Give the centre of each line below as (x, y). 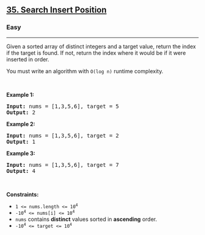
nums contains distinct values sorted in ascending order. (86, 219)
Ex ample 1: (20, 94)
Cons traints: (23, 194)
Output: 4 (21, 171)
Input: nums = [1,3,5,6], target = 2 (63, 135)
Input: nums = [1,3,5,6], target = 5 (63, 106)
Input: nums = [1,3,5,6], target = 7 (63, 165)
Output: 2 (21, 112)
